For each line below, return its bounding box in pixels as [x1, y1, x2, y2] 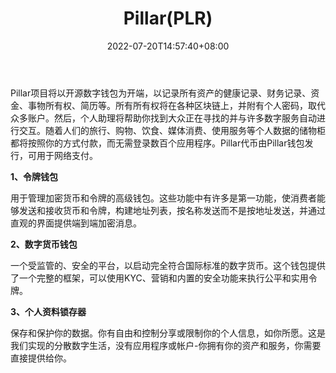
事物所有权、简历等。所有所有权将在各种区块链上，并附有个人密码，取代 [27, 99, 326, 111]
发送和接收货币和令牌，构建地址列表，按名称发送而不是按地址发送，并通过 [18, 204, 326, 216]
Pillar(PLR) [123, 7, 213, 30]
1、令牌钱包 [10, 170, 59, 182]
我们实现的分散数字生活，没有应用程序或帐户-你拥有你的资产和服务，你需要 [10, 339, 322, 351]
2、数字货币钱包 [10, 238, 78, 250]
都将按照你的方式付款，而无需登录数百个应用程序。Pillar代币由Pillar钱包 [10, 137, 305, 149]
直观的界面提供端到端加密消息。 [10, 217, 142, 229]
